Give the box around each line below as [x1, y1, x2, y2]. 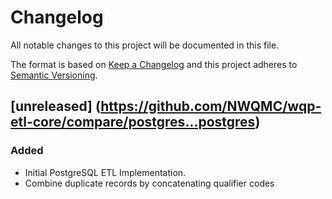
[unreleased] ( [10, 98, 102, 115]
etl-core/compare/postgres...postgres [10, 114, 256, 131]
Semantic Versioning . [10, 69, 98, 81]
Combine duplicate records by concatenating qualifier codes [24, 177, 275, 189]
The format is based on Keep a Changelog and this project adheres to [10, 58, 298, 70]
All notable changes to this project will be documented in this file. [10, 39, 280, 51]
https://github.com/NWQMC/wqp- [100, 98, 322, 115]
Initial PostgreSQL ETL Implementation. [24, 166, 187, 178]
